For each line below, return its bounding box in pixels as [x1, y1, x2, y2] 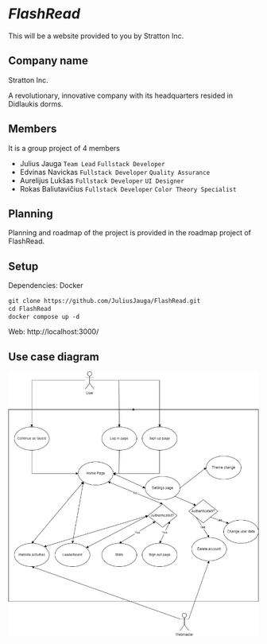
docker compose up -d [8, 313, 80, 321]
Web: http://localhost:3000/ [8, 327, 99, 336]
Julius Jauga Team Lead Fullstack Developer [19, 158, 165, 168]
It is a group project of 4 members [8, 143, 121, 153]
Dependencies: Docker [8, 281, 83, 290]
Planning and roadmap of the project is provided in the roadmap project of [8, 228, 252, 238]
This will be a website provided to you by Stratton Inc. [8, 31, 184, 41]
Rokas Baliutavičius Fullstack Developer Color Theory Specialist [19, 184, 237, 193]
